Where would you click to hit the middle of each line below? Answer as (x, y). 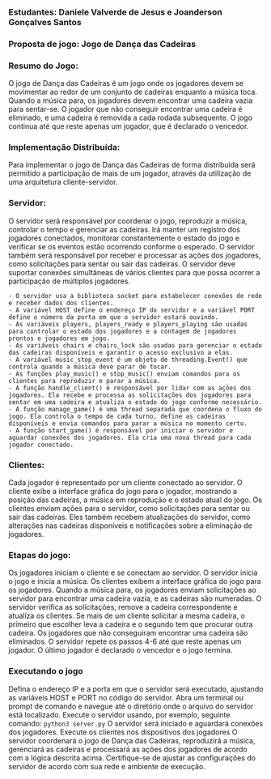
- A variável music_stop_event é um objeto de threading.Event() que (128, 360)
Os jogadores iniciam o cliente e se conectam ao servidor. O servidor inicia (133, 573)
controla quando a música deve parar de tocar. (90, 367)
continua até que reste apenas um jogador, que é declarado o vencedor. (129, 126)
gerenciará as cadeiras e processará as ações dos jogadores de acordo (128, 749)
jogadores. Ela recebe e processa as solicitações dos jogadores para (130, 395)
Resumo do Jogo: (44, 66)
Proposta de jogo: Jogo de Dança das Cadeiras (102, 44)
